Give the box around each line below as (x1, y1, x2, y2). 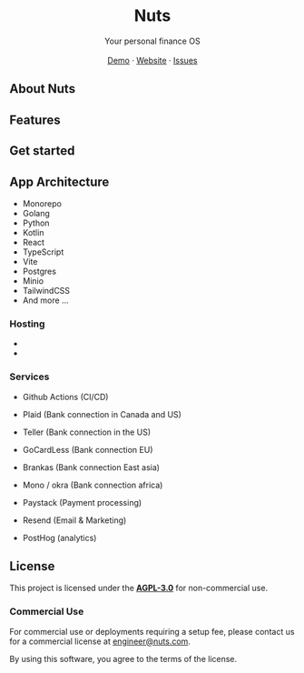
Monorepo (22, 197, 62, 209)
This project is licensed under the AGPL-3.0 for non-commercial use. (9, 583, 269, 594)
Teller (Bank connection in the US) (22, 427, 152, 437)
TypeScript (22, 246, 64, 257)
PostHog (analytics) (22, 532, 97, 543)
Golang (22, 207, 50, 218)
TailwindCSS (22, 285, 71, 296)
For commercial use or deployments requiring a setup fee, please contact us (9, 626, 295, 637)
